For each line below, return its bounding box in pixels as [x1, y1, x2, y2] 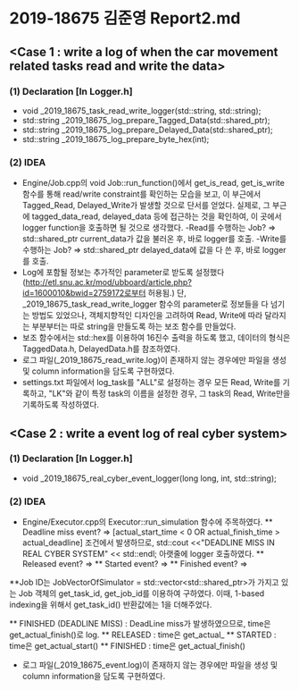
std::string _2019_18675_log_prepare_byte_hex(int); [21, 133, 210, 144]
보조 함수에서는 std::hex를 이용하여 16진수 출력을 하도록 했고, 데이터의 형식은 [21, 332, 291, 343]
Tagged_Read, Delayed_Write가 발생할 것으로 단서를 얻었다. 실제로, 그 [21, 200, 270, 211]
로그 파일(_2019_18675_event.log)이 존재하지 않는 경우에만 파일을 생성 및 [21, 660, 278, 670]
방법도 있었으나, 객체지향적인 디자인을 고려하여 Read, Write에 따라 [31, 310, 263, 321]
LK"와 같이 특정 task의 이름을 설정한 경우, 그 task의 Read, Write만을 [52, 388, 291, 399]
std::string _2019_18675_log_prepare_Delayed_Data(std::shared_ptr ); [21, 124, 274, 135]
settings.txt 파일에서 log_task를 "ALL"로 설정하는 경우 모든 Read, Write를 [21, 377, 281, 388]
